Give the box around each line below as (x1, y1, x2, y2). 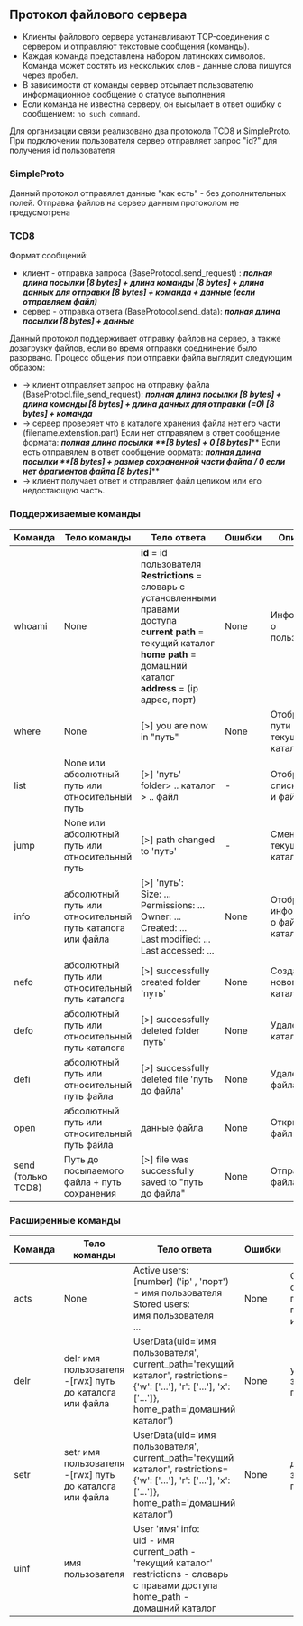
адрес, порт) (140, 693, 197, 706)
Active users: (133, 1264, 189, 1276)
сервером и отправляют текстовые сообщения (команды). (22, 41, 250, 52)
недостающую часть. (22, 485, 106, 496)
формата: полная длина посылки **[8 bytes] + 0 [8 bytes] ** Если (22, 437, 280, 448)
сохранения (63, 1187, 117, 1199)
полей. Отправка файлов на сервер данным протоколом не (9, 198, 240, 209)
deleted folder (140, 1024, 200, 1037)
